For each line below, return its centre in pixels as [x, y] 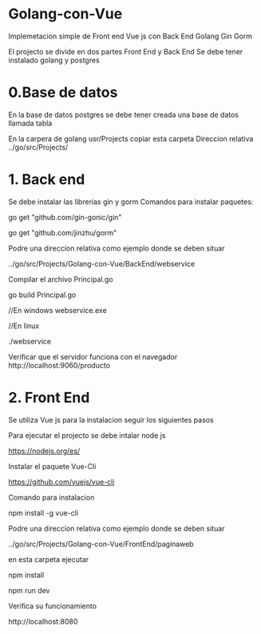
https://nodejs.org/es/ [44, 451]
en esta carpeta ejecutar [49, 559]
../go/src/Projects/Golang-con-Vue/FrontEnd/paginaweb [101, 544]
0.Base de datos [63, 92]
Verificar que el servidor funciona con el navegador [93, 356]
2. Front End [49, 398]
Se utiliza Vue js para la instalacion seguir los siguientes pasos [111, 419]
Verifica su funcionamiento [53, 606]
